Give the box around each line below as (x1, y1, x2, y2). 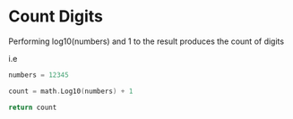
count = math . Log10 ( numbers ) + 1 (8, 87, 134, 96)
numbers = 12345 (8, 70, 69, 80)
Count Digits (8, 6, 104, 27)
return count (8, 103, 57, 112)
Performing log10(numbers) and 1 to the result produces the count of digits (8, 36, 284, 47)
